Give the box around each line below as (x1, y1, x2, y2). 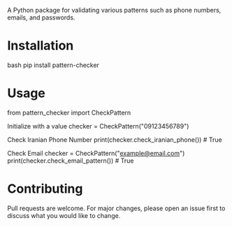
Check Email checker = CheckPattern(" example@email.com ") (7, 149, 185, 157)
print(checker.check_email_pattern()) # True (7, 156, 134, 165)
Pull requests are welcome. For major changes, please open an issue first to (7, 204, 226, 212)
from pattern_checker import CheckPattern (7, 108, 131, 117)
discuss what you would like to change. (7, 211, 121, 219)
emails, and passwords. (7, 13, 75, 22)
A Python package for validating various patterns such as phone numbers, (7, 6, 222, 14)
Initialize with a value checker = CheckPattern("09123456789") (7, 122, 189, 130)
